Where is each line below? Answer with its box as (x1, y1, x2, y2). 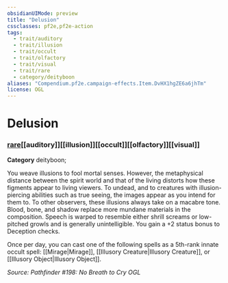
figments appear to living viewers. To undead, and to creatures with (7, 183, 198, 191)
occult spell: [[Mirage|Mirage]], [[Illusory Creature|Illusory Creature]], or (7, 247, 210, 256)
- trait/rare (13, 67, 51, 74)
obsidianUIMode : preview (7, 10, 78, 17)
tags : (7, 29, 23, 36)
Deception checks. (7, 227, 60, 235)
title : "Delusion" (7, 16, 60, 23)
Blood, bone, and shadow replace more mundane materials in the (7, 205, 191, 213)
